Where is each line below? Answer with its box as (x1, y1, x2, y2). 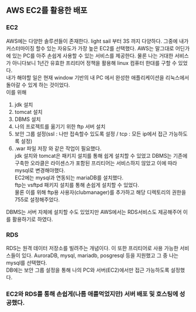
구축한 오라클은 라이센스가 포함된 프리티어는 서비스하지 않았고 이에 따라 (14, 160, 177, 167)
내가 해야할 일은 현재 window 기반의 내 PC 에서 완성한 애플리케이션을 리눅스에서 (6, 74, 190, 81)
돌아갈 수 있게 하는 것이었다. (6, 81, 70, 88)
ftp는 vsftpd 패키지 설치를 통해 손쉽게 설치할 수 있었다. (14, 181, 139, 188)
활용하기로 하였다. (12, 216, 53, 223)
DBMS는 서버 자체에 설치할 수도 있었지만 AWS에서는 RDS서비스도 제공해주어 (6, 208, 182, 215)
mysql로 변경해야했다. (14, 167, 66, 174)
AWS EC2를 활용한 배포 (6, 5, 88, 16)
